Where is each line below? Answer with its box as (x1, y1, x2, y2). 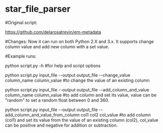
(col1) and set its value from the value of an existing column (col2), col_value (5, 117, 159, 123)
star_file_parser (5, 3, 71, 15)
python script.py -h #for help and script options (5, 63, 101, 68)
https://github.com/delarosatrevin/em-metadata (5, 29, 102, 35)
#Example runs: (5, 53, 37, 59)
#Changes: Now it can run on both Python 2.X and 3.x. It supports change (5, 38, 154, 44)
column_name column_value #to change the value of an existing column (5, 77, 150, 83)
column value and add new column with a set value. (5, 44, 109, 49)
